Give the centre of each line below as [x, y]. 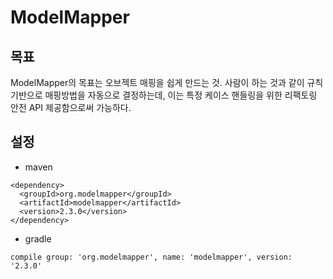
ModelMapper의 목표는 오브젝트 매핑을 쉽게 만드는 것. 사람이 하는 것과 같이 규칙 [167, 82]
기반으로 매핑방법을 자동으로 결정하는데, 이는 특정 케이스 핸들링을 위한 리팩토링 [164, 95]
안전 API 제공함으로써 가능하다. [71, 107]
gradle [38, 238]
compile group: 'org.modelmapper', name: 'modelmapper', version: [151, 257]
